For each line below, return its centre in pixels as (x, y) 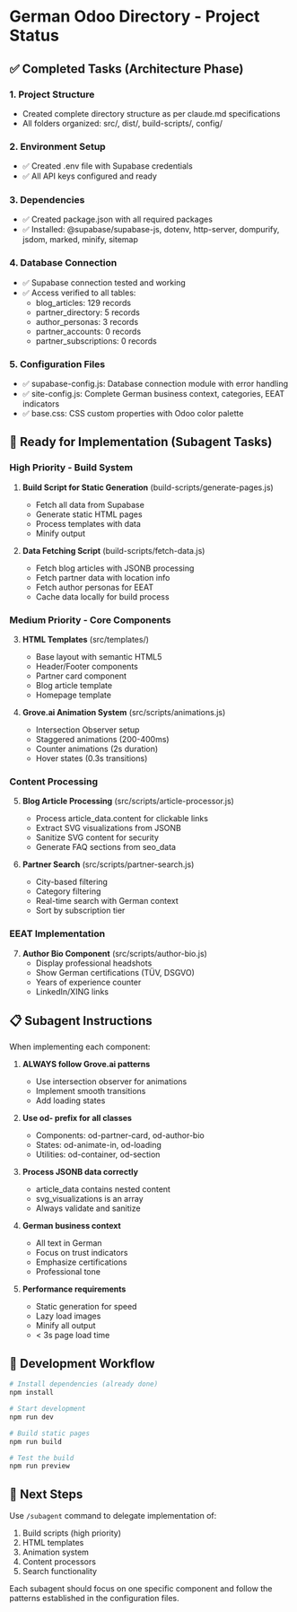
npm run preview (39, 1466)
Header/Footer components (87, 667)
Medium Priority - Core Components (90, 619)
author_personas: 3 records (87, 321)
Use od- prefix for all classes (77, 1118)
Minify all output (66, 1326)
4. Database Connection (63, 263)
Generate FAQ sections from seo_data (106, 847)
